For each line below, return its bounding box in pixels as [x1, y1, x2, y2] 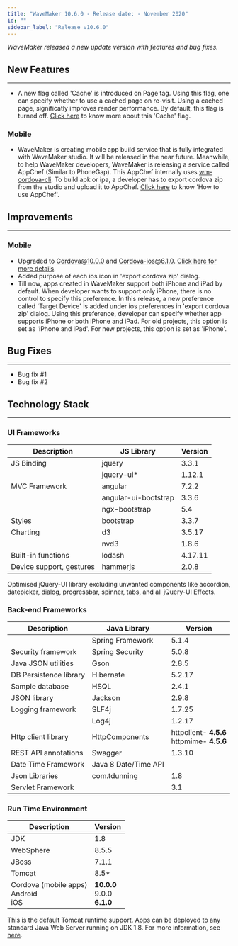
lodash [101, 550, 125, 560]
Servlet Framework [11, 782, 74, 792]
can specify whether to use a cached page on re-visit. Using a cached [17, 96, 223, 105]
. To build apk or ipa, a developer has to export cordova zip [50, 175, 223, 184]
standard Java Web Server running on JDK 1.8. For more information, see [7, 923, 221, 932]
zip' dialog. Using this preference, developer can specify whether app [17, 309, 222, 317]
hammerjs [101, 561, 135, 571]
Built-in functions [11, 550, 69, 560]
